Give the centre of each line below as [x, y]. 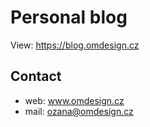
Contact [36, 76]
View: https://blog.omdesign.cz [75, 45]
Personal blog [69, 17]
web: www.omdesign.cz [74, 100]
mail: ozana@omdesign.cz [79, 111]
